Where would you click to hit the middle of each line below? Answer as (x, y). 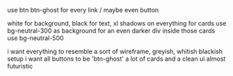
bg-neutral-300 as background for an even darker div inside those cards (111, 31)
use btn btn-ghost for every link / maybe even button (83, 10)
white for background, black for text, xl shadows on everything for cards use (117, 23)
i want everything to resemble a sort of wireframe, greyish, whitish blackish (115, 51)
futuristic (20, 66)
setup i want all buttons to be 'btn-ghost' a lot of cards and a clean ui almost (116, 59)
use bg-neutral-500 (35, 38)
